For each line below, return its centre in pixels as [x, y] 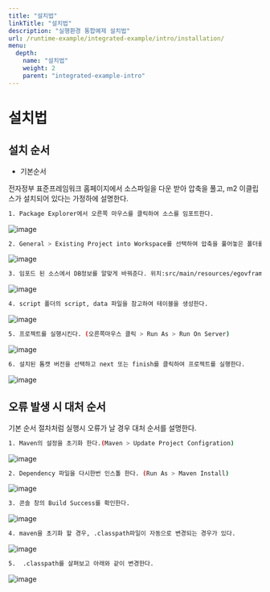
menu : [17, 46]
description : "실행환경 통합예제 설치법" [70, 31]
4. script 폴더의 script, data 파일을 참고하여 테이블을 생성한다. [108, 304]
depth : [27, 53]
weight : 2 [39, 68]
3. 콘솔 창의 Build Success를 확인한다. [69, 503]
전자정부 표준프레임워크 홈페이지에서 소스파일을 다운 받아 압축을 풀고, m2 [123, 188]
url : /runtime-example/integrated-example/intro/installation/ [117, 38]
